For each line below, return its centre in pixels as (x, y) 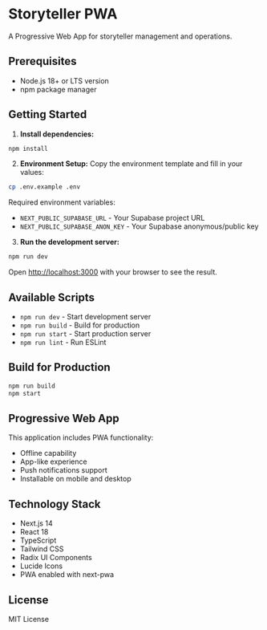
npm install (28, 148)
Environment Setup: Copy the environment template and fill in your (131, 164)
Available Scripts (51, 297)
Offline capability (48, 453)
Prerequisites (42, 61)
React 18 (34, 532)
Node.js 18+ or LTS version (65, 80)
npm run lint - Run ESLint (63, 342)
